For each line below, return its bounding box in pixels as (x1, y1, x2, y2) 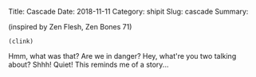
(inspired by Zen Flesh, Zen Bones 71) (8, 22, 132, 31)
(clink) (8, 37, 34, 45)
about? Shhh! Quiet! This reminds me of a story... (8, 60, 169, 69)
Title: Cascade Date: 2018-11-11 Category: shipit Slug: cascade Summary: (8, 7, 249, 16)
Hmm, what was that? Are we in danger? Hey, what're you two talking (8, 52, 237, 60)
